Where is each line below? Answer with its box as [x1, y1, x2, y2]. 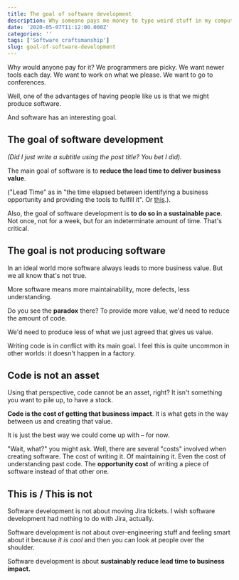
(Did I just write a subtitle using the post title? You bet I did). [7, 152, 183, 161]
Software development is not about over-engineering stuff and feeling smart [7, 528, 231, 537]
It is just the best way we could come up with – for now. [7, 431, 170, 439]
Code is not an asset [7, 370, 100, 382]
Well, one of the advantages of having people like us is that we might [7, 92, 210, 100]
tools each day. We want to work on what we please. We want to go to [7, 70, 213, 79]
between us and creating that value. [7, 417, 113, 426]
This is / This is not [7, 488, 92, 500]
